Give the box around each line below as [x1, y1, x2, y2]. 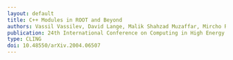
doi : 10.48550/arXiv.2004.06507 [7, 42, 101, 49]
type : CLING [7, 36, 42, 43]
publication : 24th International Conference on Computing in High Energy [7, 29, 225, 37]
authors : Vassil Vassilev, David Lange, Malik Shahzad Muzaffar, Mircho [7, 23, 222, 30]
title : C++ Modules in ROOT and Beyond [7, 17, 123, 23]
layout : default [7, 10, 54, 17]
